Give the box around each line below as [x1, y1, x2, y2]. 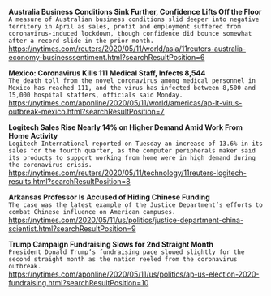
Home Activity [8, 131, 58, 140]
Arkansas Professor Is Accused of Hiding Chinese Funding [8, 192, 211, 202]
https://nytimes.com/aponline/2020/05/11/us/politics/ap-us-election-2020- [8, 269, 260, 279]
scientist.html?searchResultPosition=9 [8, 224, 136, 234]
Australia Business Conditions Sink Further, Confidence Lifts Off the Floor [8, 7, 262, 16]
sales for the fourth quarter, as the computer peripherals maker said [8, 147, 256, 155]
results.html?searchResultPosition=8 [8, 177, 131, 186]
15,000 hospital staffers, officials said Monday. [8, 91, 183, 99]
